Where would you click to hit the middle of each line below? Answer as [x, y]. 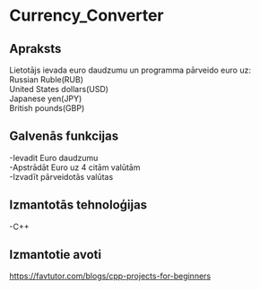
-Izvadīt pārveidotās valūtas [61, 176]
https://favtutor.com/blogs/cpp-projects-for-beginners [110, 276]
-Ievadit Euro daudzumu [54, 158]
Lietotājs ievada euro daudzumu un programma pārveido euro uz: [130, 70]
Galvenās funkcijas [64, 136]
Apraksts [35, 49]
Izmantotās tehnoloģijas [78, 205]
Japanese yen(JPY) [46, 98]
